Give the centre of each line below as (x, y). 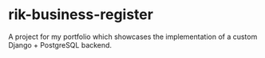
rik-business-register (81, 15)
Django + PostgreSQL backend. (60, 44)
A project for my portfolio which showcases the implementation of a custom (133, 37)
